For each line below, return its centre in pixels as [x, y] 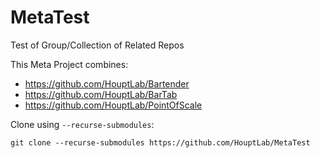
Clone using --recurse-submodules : [82, 124]
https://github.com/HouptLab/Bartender [107, 83]
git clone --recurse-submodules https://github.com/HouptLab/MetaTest [160, 142]
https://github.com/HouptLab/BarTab [101, 94]
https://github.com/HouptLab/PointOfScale [113, 105]
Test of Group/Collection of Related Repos [97, 45]
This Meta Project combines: [69, 64]
